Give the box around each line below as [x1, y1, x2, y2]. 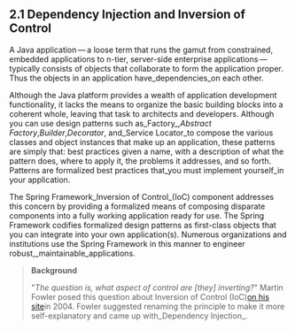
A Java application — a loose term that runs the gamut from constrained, [9, 44, 273, 55]
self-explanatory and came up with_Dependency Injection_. [30, 310, 248, 321]
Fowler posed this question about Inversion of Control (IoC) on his [30, 291, 270, 302]
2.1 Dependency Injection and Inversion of [9, 7, 246, 22]
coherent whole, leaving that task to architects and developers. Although [9, 108, 275, 119]
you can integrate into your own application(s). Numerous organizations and [9, 229, 287, 240]
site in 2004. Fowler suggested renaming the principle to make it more [30, 301, 285, 311]
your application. [9, 174, 71, 185]
